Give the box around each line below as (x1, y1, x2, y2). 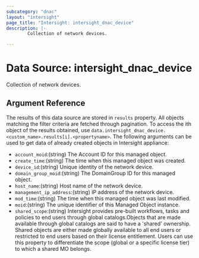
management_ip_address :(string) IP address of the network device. (14, 188, 174, 196)
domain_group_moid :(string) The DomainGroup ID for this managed (14, 170, 176, 177)
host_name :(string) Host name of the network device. (14, 182, 143, 189)
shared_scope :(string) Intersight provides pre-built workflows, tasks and (14, 207, 190, 214)
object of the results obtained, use (6, 126, 90, 133)
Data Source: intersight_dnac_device (6, 62, 192, 75)
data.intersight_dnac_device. (91, 128, 166, 133)
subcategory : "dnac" (6, 8, 58, 15)
